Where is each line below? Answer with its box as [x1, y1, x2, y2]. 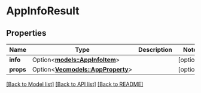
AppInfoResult [6, 4, 80, 18]
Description [138, 46, 172, 54]
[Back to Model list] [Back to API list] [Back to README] [6, 80, 144, 88]
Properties [6, 28, 47, 38]
